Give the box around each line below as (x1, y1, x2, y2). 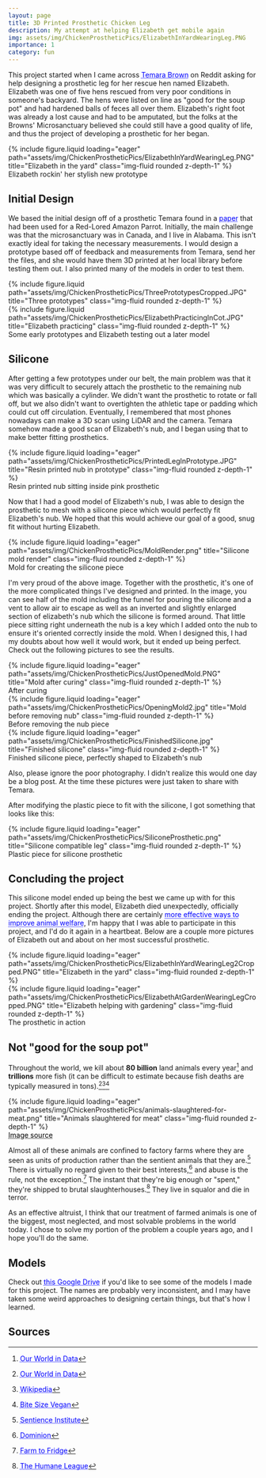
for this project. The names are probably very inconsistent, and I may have (8, 1286, 251, 1294)
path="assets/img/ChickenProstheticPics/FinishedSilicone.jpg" (8, 736, 214, 745)
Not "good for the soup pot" (8, 1040, 149, 1054)
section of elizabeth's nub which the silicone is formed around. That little (8, 611, 245, 621)
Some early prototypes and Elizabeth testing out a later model (8, 329, 210, 339)
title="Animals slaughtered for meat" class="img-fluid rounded (44, 1113, 249, 1123)
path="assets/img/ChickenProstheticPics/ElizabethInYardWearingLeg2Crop (8, 959, 255, 968)
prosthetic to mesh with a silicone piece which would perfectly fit (8, 505, 221, 514)
